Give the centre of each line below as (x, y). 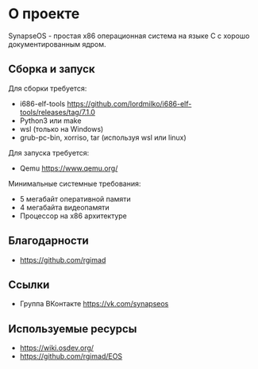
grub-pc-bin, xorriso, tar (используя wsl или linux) (103, 137)
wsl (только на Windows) (62, 129)
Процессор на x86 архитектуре (73, 216)
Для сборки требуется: (48, 88)
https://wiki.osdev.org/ (56, 348)
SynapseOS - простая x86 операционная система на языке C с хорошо (129, 36)
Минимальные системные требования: (75, 183)
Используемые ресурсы (73, 329)
